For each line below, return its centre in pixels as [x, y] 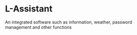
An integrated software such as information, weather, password [69, 22]
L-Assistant [29, 9]
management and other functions [38, 27]
